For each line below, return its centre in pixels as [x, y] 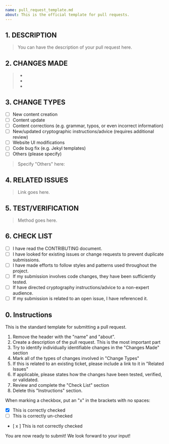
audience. [23, 293]
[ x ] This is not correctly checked [47, 426]
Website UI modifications [39, 143]
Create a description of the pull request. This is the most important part [87, 342]
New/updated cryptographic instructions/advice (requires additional [83, 132]
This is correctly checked [39, 410]
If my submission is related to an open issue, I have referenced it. [80, 299]
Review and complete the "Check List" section [61, 385]
